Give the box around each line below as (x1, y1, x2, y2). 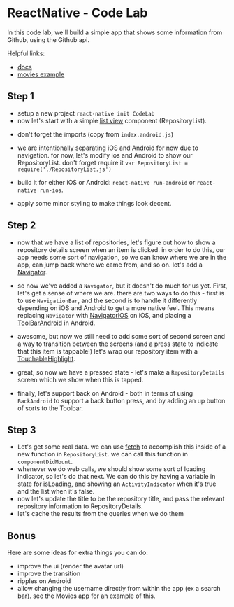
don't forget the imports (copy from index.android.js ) (17, 130, 173, 138)
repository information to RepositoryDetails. (17, 502, 143, 510)
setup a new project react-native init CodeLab (17, 109, 155, 117)
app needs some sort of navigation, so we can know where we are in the (17, 253, 227, 261)
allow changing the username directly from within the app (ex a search (17, 585, 221, 593)
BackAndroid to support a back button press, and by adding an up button (17, 396, 226, 405)
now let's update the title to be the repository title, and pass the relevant (17, 495, 225, 503)
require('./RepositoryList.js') (17, 166, 112, 173)
